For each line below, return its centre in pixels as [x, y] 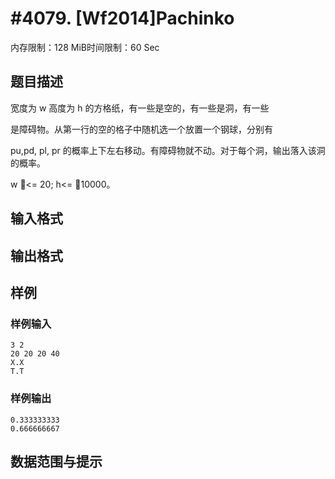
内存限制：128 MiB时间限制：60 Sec [85, 47]
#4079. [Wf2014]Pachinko [122, 18]
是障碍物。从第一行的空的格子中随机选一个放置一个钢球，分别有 [141, 129]
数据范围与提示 [56, 461]
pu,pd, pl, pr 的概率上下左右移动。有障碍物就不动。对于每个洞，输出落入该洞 [168, 150]
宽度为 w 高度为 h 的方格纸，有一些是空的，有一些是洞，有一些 [140, 108]
